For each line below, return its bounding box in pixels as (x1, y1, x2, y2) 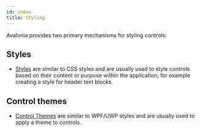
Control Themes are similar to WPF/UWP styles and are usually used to (15, 112, 195, 120)
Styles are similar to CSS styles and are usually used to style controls (15, 65, 190, 73)
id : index (6, 9, 32, 15)
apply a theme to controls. (15, 119, 82, 126)
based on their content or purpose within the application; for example (15, 71, 191, 79)
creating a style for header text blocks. (15, 78, 113, 86)
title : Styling (6, 15, 45, 21)
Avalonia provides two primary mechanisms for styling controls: (6, 31, 167, 38)
